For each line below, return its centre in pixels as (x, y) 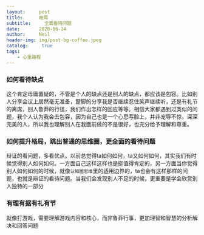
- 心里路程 (29, 57)
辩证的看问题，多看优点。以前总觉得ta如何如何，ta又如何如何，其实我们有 (99, 156)
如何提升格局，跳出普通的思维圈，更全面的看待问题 (81, 141)
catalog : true (29, 46)
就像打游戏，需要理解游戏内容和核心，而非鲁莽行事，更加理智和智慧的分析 (99, 218)
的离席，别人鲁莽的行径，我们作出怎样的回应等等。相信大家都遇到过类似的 (99, 109)
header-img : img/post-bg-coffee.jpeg (54, 40)
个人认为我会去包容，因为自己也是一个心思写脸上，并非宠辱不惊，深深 (110, 117)
